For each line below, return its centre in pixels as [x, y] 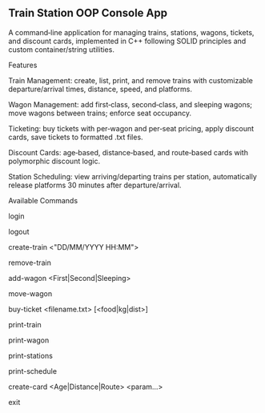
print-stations [31, 355]
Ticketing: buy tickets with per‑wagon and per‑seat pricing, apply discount [131, 128]
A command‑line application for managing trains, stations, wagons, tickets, [131, 32]
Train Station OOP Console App [88, 13]
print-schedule [33, 371]
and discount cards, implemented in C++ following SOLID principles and [127, 41]
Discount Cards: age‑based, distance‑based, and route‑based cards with [128, 152]
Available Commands [43, 200]
